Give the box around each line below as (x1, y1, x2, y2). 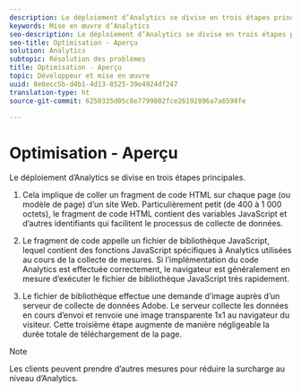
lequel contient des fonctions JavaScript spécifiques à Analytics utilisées (21, 245, 292, 256)
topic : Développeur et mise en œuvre (9, 72, 150, 81)
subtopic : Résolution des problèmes (9, 55, 146, 64)
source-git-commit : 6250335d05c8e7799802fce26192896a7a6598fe (9, 96, 246, 106)
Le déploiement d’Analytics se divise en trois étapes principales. (9, 172, 246, 183)
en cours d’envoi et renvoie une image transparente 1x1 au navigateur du (21, 310, 290, 320)
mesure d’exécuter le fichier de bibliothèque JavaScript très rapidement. (21, 274, 289, 285)
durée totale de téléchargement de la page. (21, 328, 182, 340)
